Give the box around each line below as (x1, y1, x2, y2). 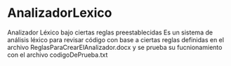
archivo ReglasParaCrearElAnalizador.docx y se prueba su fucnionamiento (7, 43, 223, 51)
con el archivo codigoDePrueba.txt (7, 51, 108, 59)
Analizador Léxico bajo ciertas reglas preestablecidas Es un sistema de (7, 28, 213, 37)
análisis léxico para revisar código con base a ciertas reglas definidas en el (7, 35, 225, 44)
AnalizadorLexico (7, 5, 112, 21)
